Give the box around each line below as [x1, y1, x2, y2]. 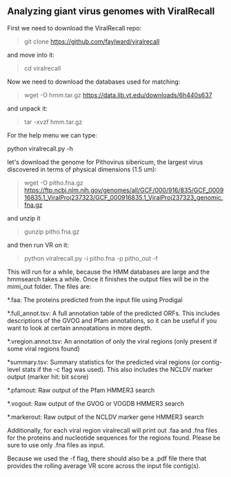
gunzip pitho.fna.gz [23, 227, 80, 236]
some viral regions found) [7, 344, 81, 353]
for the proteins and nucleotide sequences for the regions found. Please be [7, 433, 221, 442]
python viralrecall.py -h [7, 144, 74, 153]
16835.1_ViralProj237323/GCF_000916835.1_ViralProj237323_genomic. [23, 193, 223, 201]
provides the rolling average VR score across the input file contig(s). [7, 461, 201, 469]
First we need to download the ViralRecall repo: [7, 24, 142, 32]
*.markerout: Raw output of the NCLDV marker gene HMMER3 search [7, 413, 204, 421]
